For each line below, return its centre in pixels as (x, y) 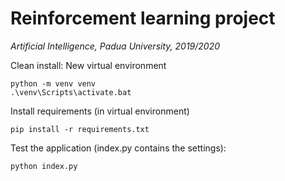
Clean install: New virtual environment (88, 65)
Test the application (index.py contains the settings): (118, 148)
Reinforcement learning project (143, 18)
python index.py (44, 166)
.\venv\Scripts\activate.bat (71, 92)
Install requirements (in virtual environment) (100, 111)
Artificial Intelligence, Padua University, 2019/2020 (115, 46)
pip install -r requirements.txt (80, 129)
